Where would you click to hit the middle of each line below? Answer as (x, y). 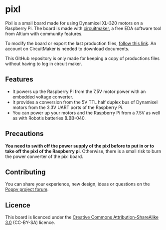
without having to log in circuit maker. (44, 63)
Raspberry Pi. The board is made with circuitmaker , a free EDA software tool (83, 28)
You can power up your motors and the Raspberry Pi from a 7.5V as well (86, 112)
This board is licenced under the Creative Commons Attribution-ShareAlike (82, 217)
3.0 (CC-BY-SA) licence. (30, 222)
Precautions (24, 134)
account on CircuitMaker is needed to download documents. (67, 48)
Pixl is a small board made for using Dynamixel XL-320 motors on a (74, 23)
